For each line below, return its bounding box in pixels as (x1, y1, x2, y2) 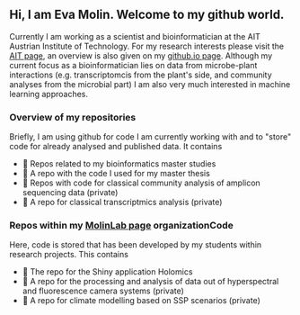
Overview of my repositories (9, 111, 137, 123)
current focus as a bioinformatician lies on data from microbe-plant (9, 59, 258, 70)
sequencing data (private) (22, 187, 119, 198)
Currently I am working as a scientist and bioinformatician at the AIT (9, 31, 260, 41)
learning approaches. (9, 88, 88, 99)
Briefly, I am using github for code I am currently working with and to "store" (9, 131, 292, 142)
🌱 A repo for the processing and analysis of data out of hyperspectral (22, 276, 279, 287)
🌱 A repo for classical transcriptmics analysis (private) (22, 197, 223, 208)
